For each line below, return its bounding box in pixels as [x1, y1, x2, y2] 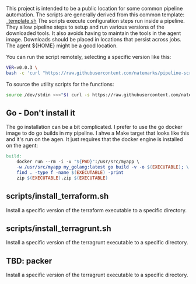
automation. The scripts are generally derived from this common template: [6, 11, 185, 18]
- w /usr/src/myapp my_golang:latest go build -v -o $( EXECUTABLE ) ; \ [16, 164, 190, 170]
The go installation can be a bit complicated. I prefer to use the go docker [6, 124, 183, 131]
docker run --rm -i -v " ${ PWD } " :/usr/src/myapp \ [16, 159, 140, 165]
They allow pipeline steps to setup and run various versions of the [6, 23, 164, 30]
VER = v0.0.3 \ [6, 65, 38, 71]
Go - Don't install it [6, 108, 76, 118]
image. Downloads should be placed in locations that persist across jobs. [6, 36, 182, 43]
